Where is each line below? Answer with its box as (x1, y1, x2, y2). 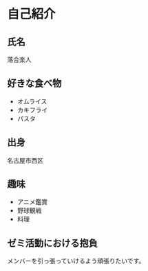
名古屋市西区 (7, 156, 43, 164)
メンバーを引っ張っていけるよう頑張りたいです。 (7, 257, 145, 265)
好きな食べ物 (7, 77, 62, 90)
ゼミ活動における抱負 (7, 237, 98, 249)
